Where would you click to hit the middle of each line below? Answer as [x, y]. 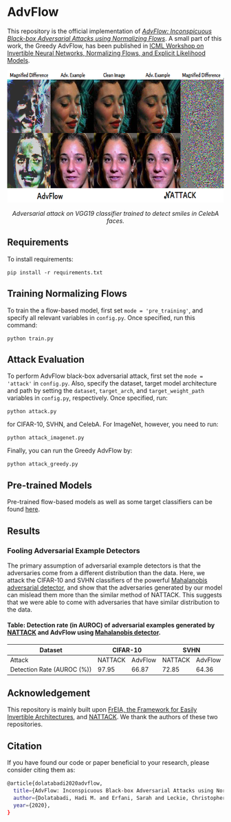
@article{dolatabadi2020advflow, [55, 783]
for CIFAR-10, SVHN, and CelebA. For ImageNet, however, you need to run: [113, 424]
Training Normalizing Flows [67, 294]
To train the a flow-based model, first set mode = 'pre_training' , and [105, 310]
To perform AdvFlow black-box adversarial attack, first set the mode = [105, 376]
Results [24, 531]
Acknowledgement [49, 693]
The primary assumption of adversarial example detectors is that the [104, 565]
